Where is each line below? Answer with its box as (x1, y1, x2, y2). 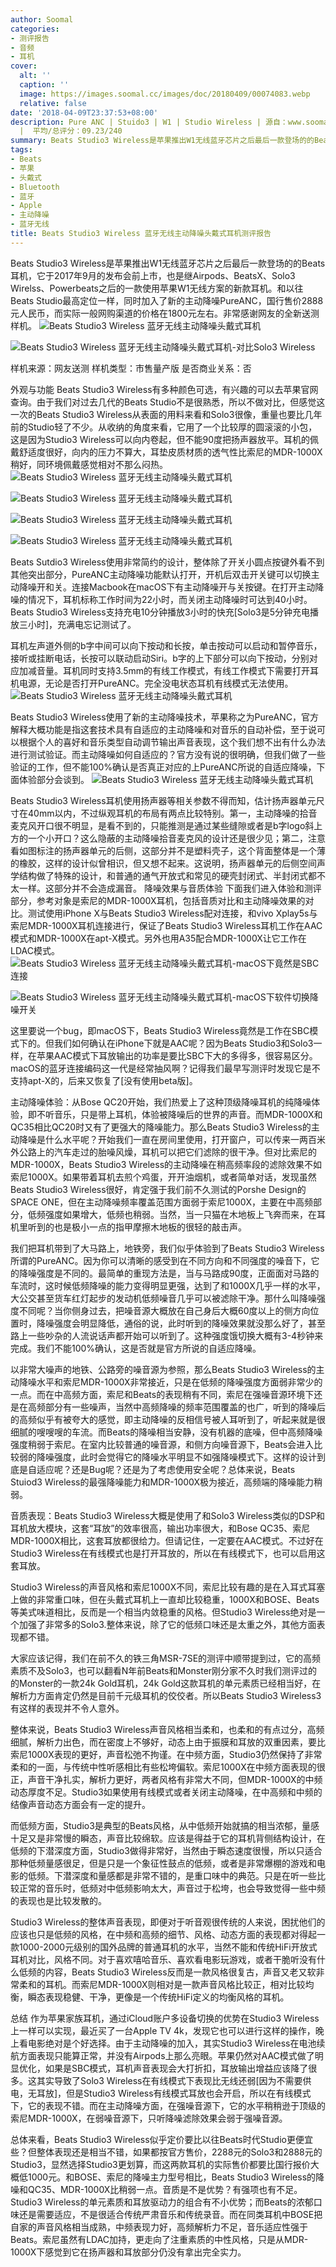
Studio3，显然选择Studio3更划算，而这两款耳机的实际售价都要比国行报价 (10, 2158, 311, 2170)
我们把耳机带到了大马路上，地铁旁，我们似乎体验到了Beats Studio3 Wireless (10, 1242, 325, 1254)
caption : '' (19, 80, 70, 90)
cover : (10, 61, 38, 71)
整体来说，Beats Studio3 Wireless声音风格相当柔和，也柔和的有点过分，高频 (10, 1723, 325, 1735)
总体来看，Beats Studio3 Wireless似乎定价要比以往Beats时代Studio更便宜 (10, 2133, 313, 2145)
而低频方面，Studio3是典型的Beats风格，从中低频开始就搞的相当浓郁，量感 (10, 1819, 320, 1831)
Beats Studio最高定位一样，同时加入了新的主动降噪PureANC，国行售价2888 (10, 294, 324, 306)
